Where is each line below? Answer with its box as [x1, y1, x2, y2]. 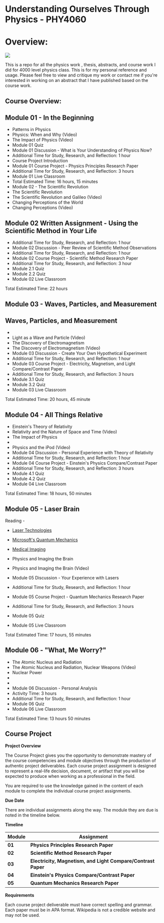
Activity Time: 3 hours [12, 690, 57, 696]
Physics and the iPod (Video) [12, 445, 71, 450]
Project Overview [5, 742, 41, 749]
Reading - [5, 518, 25, 524]
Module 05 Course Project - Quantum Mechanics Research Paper [12, 594, 144, 600]
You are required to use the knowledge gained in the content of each [5, 783, 143, 789]
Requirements [5, 892, 35, 898]
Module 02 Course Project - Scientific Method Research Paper [12, 255, 138, 261]
